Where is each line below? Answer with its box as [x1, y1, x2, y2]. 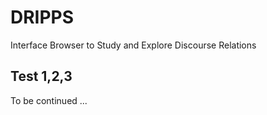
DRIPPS [10, 6, 75, 29]
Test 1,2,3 [10, 68, 73, 85]
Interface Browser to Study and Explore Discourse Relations [10, 39, 257, 51]
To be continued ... [10, 94, 88, 106]
